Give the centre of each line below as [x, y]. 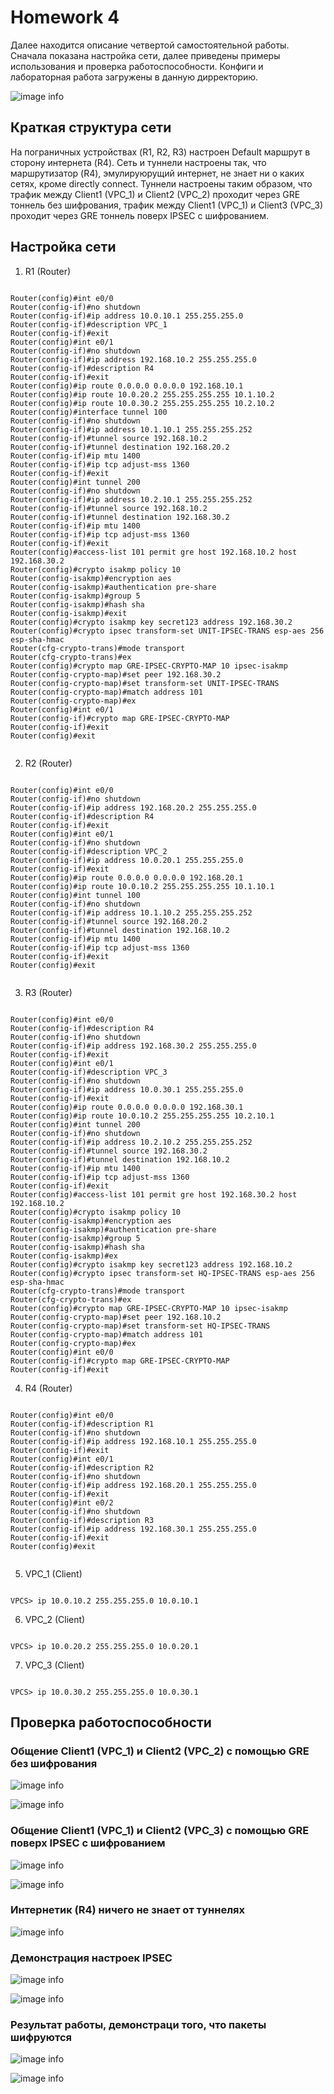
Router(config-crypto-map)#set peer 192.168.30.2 [116, 674]
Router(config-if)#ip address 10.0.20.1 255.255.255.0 [127, 860]
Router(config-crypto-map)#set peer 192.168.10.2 [116, 1317]
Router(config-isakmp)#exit [69, 613]
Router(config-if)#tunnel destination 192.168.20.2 [120, 447]
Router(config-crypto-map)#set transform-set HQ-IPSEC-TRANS [140, 1326]
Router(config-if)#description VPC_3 [89, 1072]
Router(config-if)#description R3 [82, 1520]
